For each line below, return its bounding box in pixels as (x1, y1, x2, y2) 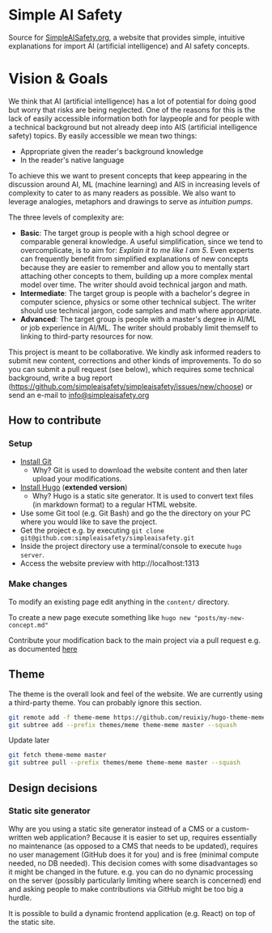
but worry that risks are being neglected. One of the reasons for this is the (8, 105, 256, 114)
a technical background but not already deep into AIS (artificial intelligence (8, 122, 257, 131)
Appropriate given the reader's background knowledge (19, 146, 204, 156)
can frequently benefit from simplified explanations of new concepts (19, 254, 249, 263)
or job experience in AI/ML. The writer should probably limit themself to (19, 323, 259, 332)
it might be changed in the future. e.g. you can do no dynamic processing (8, 867, 253, 876)
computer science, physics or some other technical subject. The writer (19, 297, 257, 306)
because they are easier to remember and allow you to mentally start (19, 262, 250, 272)
